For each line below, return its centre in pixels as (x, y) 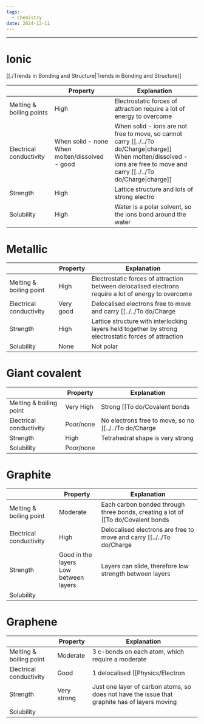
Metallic (27, 249)
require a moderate (119, 660)
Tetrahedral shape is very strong (147, 438)
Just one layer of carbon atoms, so (141, 687)
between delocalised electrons (135, 287)
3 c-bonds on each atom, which (138, 652)
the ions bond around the (150, 215)
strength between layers (136, 574)
